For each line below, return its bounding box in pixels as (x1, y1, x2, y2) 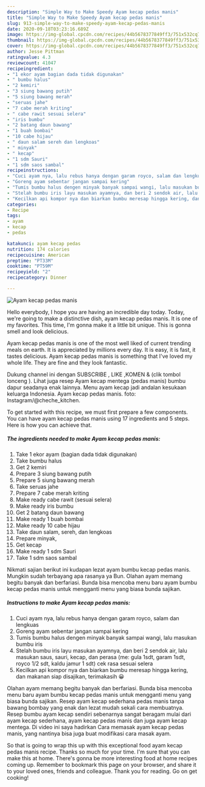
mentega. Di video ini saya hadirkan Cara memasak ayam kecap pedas (7, 723, 184, 730)
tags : (7, 212, 21, 219)
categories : (7, 201, 37, 208)
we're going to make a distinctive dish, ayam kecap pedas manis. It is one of (7, 315, 198, 322)
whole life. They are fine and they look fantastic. (7, 359, 128, 366)
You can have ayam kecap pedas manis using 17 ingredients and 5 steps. (7, 414, 190, 422)
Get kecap (15, 541, 42, 548)
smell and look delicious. (7, 327, 69, 335)
